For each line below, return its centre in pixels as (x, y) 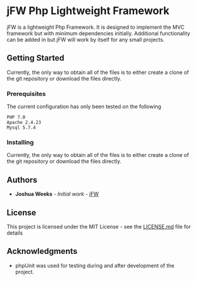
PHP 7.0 (16, 118)
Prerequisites (26, 93)
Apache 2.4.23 (24, 123)
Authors (22, 180)
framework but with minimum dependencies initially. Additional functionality (98, 33)
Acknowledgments (42, 251)
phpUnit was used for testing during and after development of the (95, 265)
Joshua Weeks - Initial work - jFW (57, 194)
